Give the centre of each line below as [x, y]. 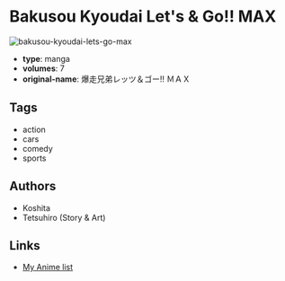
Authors [33, 186]
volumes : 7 [43, 68]
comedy [38, 148]
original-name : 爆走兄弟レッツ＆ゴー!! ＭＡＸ [106, 79]
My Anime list [48, 268]
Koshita [36, 207]
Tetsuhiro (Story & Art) [64, 217]
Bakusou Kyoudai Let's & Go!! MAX [143, 17]
